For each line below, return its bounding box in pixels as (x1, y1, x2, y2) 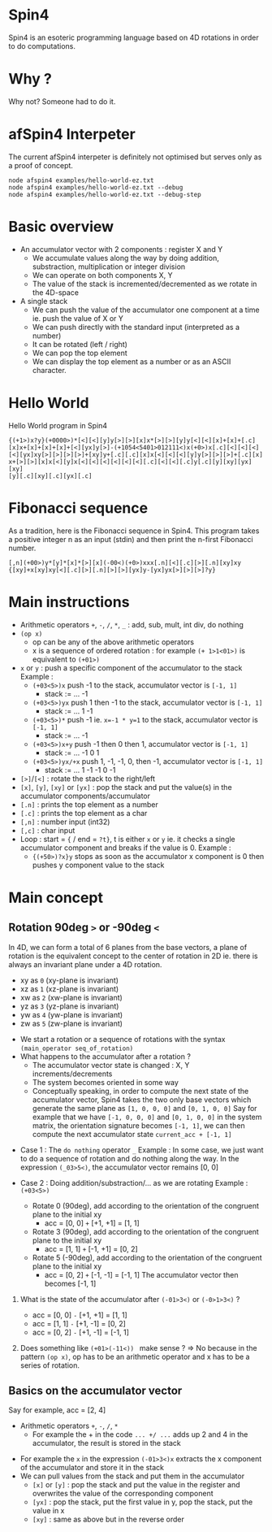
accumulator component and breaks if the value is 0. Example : (19, 843, 231, 853)
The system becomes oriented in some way (32, 1077, 179, 1087)
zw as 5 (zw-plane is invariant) (19, 1018, 123, 1028)
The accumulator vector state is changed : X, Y (32, 1060, 190, 1070)
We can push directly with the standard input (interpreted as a (32, 322, 240, 332)
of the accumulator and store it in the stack (19, 1463, 165, 1473)
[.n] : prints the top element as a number (19, 799, 158, 809)
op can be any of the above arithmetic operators (32, 636, 195, 647)
